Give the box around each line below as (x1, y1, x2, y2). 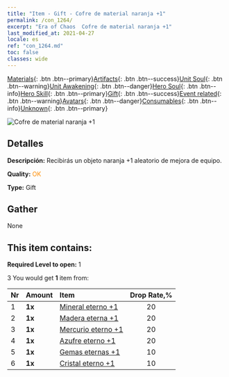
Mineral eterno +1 (59, 302, 119, 312)
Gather (7, 203, 38, 215)
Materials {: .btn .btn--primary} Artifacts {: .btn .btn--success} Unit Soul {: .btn (7, 74, 223, 83)
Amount (25, 290, 53, 300)
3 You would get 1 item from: (7, 274, 89, 282)
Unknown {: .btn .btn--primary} (20, 104, 108, 112)
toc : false (7, 49, 39, 56)
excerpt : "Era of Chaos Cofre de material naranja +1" (7, 23, 172, 30)
